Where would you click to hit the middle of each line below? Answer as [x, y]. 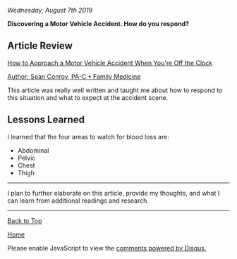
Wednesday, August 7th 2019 [50, 10]
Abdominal [33, 150]
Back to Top [25, 220]
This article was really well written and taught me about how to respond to [115, 90]
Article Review [40, 46]
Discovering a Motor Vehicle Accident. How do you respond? [98, 24]
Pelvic [26, 158]
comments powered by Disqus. [161, 248]
